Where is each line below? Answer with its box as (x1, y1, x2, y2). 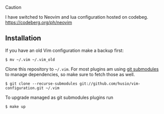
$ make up (5, 104, 26, 109)
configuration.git (5, 85, 44, 90)
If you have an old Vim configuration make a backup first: (5, 47, 124, 53)
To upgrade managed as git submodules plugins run (5, 94, 113, 100)
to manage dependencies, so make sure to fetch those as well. (5, 71, 135, 77)
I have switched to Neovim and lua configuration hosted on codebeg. (5, 14, 148, 20)
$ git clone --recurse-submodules (5, 81, 78, 86)
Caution (5, 5, 22, 10)
